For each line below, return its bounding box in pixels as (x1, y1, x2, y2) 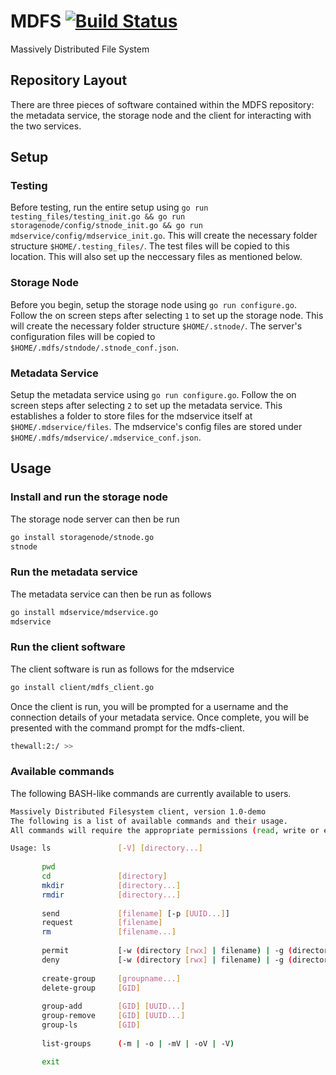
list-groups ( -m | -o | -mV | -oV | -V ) (41, 1038, 235, 1049)
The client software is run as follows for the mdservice (10, 663, 235, 675)
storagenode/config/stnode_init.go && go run (10, 221, 203, 231)
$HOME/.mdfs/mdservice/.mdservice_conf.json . (10, 431, 202, 444)
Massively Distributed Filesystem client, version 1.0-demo (10, 806, 267, 817)
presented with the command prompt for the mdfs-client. (10, 721, 245, 734)
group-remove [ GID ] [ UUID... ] (41, 1011, 186, 1021)
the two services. (10, 120, 82, 132)
